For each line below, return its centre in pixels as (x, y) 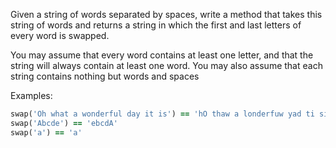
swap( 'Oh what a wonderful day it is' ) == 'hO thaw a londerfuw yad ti (162, 114)
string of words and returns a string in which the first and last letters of (156, 25)
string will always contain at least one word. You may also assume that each (166, 65)
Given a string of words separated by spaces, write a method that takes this (166, 14)
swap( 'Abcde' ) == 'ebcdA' (64, 123)
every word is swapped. (60, 35)
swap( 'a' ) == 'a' (46, 132)
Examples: (31, 95)
